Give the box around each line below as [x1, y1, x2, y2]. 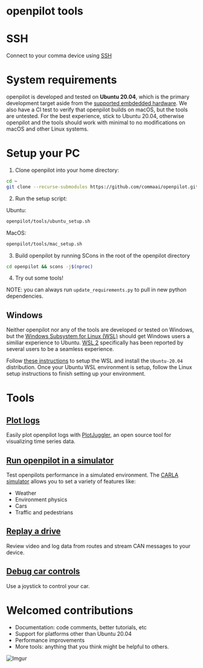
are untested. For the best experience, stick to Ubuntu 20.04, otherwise [6, 113, 184, 120]
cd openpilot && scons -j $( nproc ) [6, 263, 94, 270]
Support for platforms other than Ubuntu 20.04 [14, 630, 132, 637]
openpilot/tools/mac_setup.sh [6, 241, 83, 247]
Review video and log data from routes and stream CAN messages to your [6, 542, 191, 549]
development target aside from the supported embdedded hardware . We [6, 100, 187, 107]
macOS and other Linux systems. [6, 125, 89, 133]
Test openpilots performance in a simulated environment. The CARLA [6, 471, 179, 479]
